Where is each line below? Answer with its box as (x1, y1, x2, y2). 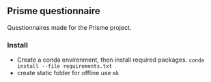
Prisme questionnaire (7, 5, 100, 17)
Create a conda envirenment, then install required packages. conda (16, 56, 205, 64)
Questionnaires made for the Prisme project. (7, 23, 132, 31)
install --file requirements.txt (16, 63, 113, 70)
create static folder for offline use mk (16, 69, 119, 77)
